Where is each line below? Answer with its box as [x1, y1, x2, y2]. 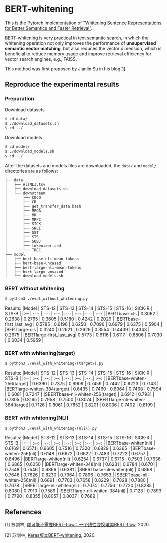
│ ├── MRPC [5, 217, 41, 222]
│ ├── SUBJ [5, 239, 41, 244]
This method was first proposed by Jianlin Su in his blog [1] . [5, 66, 127, 72]
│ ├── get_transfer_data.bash [5, 204, 81, 209]
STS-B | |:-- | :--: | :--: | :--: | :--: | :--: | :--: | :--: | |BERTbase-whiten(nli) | [5, 440, 156, 446]
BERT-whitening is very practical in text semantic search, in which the [5, 35, 149, 41]
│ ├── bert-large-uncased [5, 269, 64, 274]
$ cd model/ [5, 144, 30, 149]
